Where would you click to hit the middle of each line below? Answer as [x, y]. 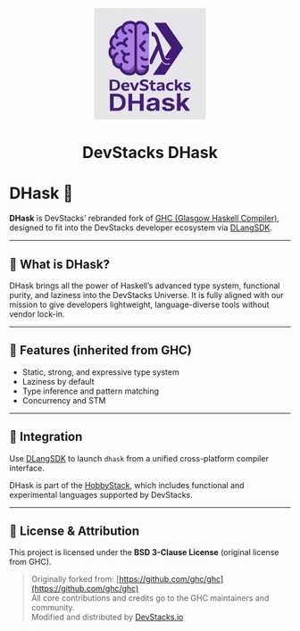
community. [53, 608]
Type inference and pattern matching [90, 391]
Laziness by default [58, 381]
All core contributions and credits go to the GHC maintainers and [150, 598]
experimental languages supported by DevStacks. [101, 494]
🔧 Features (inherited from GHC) [100, 350]
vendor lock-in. [37, 314]
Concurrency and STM [64, 400]
